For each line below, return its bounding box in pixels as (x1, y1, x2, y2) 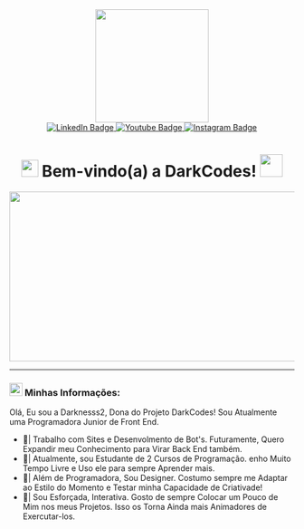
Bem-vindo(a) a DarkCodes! (42, 161, 257, 182)
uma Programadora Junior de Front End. (9, 417, 160, 428)
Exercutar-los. (22, 511, 75, 522)
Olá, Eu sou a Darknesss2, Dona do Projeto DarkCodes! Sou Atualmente (9, 407, 278, 418)
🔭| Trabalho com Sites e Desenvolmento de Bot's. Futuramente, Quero (22, 434, 285, 445)
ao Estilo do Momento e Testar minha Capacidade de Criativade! (22, 482, 263, 493)
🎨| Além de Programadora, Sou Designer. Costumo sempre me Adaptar (22, 473, 288, 484)
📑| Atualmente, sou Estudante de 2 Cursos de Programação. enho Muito (22, 453, 291, 465)
